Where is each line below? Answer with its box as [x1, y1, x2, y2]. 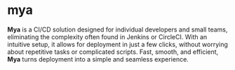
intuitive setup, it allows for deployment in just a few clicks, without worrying [7, 40, 228, 48]
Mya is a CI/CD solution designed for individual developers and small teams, [7, 25, 228, 34]
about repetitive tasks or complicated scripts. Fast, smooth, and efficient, [7, 48, 219, 56]
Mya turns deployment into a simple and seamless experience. [7, 55, 189, 63]
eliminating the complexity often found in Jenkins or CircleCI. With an [7, 32, 208, 41]
